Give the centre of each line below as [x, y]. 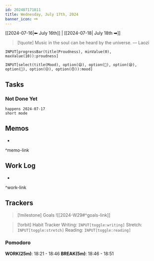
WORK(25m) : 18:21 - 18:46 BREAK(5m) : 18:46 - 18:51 [59, 254]
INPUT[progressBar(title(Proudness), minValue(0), [58, 52]
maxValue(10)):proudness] [32, 56]
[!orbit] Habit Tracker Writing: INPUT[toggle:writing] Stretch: [79, 225]
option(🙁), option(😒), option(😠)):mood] [49, 69]
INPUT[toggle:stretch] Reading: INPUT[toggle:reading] [74, 230]
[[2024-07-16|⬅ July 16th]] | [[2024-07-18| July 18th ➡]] [63, 33]
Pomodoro [18, 243]
